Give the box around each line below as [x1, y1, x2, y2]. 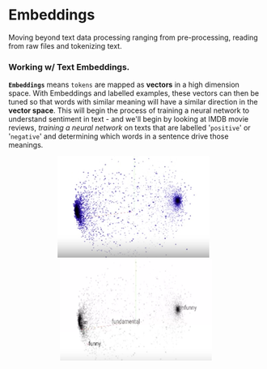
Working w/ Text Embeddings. [8, 61, 130, 72]
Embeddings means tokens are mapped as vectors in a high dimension [8, 79, 240, 90]
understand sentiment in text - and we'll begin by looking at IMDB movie [8, 114, 249, 124]
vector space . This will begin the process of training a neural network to [8, 105, 249, 115]
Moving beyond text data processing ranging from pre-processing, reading [8, 32, 259, 42]
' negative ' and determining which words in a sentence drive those [8, 131, 229, 141]
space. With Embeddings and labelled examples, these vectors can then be [8, 88, 260, 98]
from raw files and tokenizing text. [8, 41, 123, 50]
